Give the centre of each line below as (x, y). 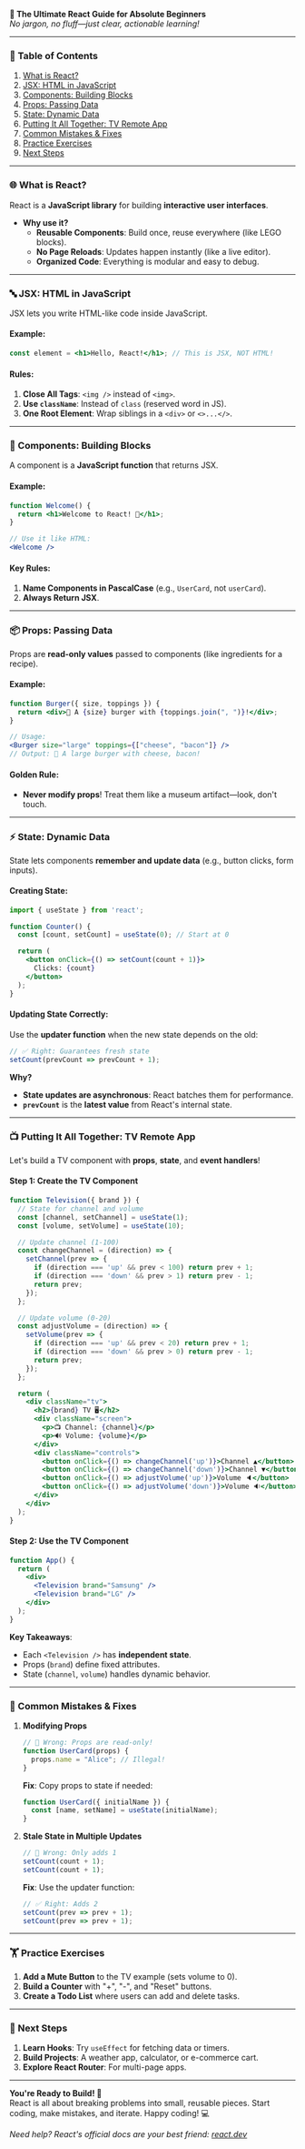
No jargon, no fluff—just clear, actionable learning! (104, 24)
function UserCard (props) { (75, 1751)
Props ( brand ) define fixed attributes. (91, 1664)
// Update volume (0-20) (64, 1318)
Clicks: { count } (64, 968)
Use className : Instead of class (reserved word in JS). (124, 404)
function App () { (42, 1560)
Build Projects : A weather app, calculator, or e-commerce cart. (140, 2058)
